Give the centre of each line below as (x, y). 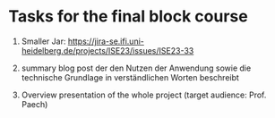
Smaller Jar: (43, 41)
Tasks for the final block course (128, 17)
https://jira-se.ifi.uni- (106, 41)
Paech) (34, 104)
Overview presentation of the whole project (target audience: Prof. (144, 95)
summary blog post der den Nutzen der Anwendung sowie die (136, 68)
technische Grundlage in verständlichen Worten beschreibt (130, 77)
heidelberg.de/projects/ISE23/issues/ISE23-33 (107, 50)
